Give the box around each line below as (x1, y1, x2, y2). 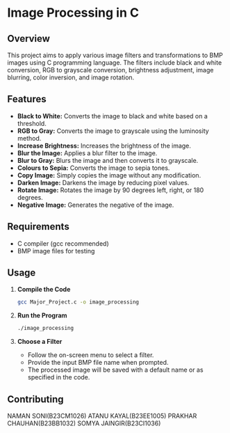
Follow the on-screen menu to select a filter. (27, 351, 154, 359)
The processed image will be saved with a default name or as (27, 365, 204, 374)
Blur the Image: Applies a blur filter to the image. (17, 148, 158, 157)
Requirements (7, 221, 69, 233)
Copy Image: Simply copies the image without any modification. (17, 171, 202, 179)
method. (17, 134, 42, 142)
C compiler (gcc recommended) (17, 239, 109, 248)
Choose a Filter (17, 338, 63, 346)
